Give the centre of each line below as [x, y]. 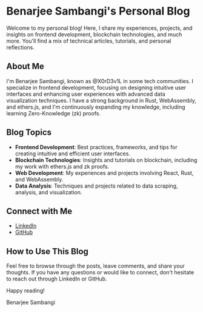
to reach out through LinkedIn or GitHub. [57, 279]
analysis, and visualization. [48, 192]
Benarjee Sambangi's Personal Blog [98, 11]
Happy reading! [25, 291]
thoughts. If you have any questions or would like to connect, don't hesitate [100, 273]
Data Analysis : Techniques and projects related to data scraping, [96, 186]
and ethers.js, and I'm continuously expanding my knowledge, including [96, 107]
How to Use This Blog [48, 251]
